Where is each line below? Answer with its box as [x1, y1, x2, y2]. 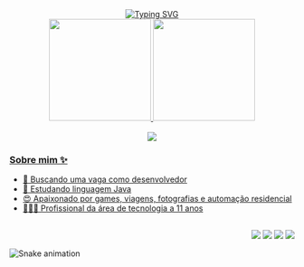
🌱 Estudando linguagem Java [22, 184, 132, 195]
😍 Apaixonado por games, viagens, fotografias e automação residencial [22, 194, 292, 205]
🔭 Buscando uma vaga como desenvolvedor [22, 174, 188, 185]
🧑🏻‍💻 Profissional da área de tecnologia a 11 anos [22, 203, 204, 214]
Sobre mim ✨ [9, 153, 68, 166]
